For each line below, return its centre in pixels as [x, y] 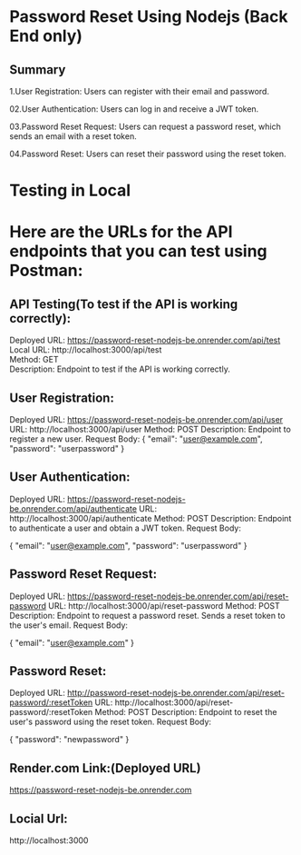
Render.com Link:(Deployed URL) [105, 768]
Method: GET [34, 360]
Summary [38, 70]
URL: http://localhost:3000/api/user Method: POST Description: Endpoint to [150, 429]
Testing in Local [70, 190]
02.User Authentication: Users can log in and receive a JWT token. [134, 109]
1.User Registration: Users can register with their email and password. [140, 91]
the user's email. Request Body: [69, 625]
